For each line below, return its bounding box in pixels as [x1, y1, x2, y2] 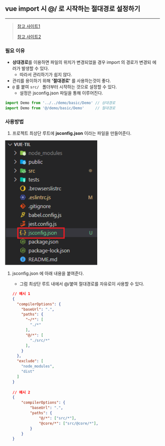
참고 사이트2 [17, 33, 41, 39]
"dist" [21, 369, 35, 374]
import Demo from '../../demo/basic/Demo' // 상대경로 [5, 100, 115, 106]
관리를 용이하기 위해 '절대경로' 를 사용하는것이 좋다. [12, 78, 111, 84]
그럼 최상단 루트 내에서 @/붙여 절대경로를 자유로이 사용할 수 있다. [19, 281, 144, 287]
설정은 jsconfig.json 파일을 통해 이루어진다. [19, 90, 103, 96]
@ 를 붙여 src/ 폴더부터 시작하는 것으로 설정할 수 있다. [12, 84, 117, 90]
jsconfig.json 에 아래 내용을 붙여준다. [12, 270, 84, 276]
